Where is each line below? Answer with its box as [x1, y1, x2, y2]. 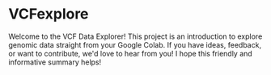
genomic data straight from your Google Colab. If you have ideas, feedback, [8, 40, 261, 49]
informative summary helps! [8, 57, 102, 67]
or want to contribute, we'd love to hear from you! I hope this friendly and [8, 48, 252, 58]
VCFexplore [8, 5, 89, 23]
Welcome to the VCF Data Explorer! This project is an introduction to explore [8, 31, 263, 41]
